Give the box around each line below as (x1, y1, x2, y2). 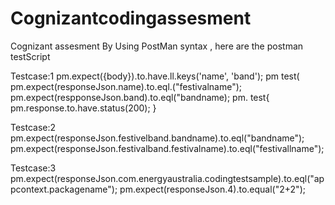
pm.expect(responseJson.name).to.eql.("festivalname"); (10, 80, 242, 92)
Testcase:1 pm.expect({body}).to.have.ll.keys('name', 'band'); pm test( (10, 70, 300, 82)
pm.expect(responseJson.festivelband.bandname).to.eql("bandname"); (10, 132, 305, 144)
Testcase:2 (10, 121, 57, 133)
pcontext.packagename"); (10, 183, 118, 195)
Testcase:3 (10, 162, 57, 174)
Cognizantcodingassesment (10, 7, 252, 30)
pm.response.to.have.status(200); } (10, 102, 157, 114)
